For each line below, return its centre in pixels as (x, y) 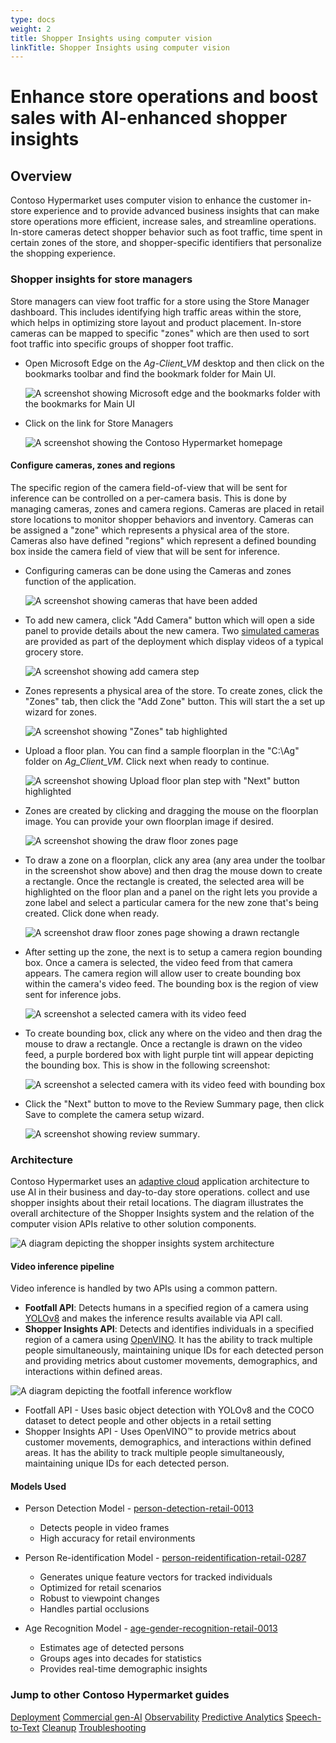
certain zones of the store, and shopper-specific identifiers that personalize (166, 243)
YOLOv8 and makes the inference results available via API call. (153, 1318)
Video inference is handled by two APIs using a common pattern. (144, 1288)
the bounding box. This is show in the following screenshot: (147, 1065)
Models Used (38, 1486)
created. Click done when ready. (92, 913)
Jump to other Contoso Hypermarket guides (120, 1695)
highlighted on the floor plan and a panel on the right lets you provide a (171, 892)
